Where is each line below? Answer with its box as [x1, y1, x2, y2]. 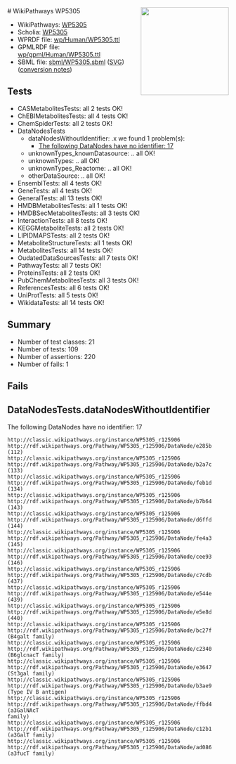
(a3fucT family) [7, 750, 55, 757]
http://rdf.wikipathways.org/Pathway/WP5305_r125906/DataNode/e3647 [7, 663, 212, 671]
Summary [7, 319, 51, 331]
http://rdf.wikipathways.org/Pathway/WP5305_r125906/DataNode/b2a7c [7, 460, 212, 468]
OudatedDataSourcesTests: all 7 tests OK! [17, 253, 138, 262]
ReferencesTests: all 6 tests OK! [17, 283, 110, 292]
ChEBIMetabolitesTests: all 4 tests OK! [17, 112, 129, 120]
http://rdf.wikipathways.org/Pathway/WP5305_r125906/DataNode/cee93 [7, 553, 212, 560]
